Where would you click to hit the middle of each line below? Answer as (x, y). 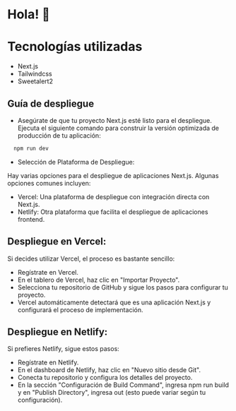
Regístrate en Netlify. (48, 362)
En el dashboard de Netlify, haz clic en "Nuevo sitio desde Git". (109, 370)
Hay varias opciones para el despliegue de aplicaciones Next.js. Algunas (113, 175)
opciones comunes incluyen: (49, 183)
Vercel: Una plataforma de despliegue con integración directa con (113, 196)
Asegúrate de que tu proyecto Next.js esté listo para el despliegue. (114, 120)
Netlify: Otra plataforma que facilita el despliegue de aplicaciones (113, 212)
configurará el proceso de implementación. (80, 309)
